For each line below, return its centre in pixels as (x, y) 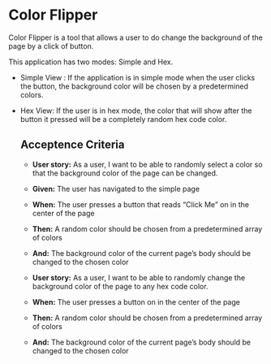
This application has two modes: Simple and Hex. (91, 62)
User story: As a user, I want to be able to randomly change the (139, 277)
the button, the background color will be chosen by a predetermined (134, 86)
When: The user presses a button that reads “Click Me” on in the (141, 204)
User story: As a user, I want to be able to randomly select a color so (147, 164)
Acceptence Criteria (72, 145)
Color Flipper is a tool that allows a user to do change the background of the (136, 37)
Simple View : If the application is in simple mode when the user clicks (138, 77)
